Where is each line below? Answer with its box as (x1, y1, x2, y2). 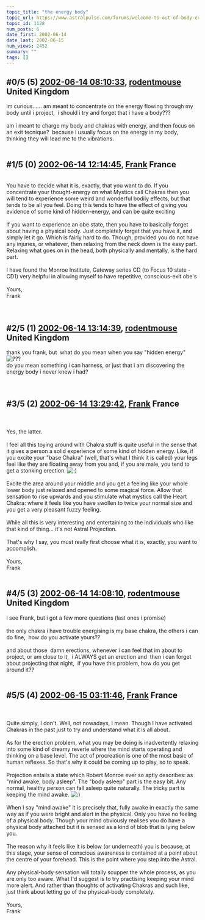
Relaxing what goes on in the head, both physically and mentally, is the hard (6, 247, 197, 254)
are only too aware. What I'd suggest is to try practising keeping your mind (6, 875, 194, 882)
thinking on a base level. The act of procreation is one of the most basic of (6, 752, 193, 759)
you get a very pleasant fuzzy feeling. (6, 505, 101, 513)
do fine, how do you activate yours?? (6, 633, 101, 641)
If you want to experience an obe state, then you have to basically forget (6, 221, 189, 228)
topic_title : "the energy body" (6, 9, 88, 15)
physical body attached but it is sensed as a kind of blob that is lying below (6, 823, 195, 830)
